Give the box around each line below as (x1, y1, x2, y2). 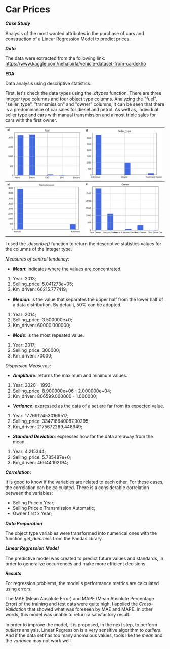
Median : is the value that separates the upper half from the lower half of (12, 296, 163, 303)
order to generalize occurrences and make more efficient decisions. (5, 561, 147, 567)
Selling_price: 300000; (12, 347, 61, 353)
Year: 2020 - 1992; (12, 382, 52, 388)
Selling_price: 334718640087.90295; (12, 418, 90, 425)
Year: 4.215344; (12, 448, 46, 455)
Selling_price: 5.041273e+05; (12, 281, 73, 287)
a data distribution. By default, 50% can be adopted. (12, 302, 122, 308)
